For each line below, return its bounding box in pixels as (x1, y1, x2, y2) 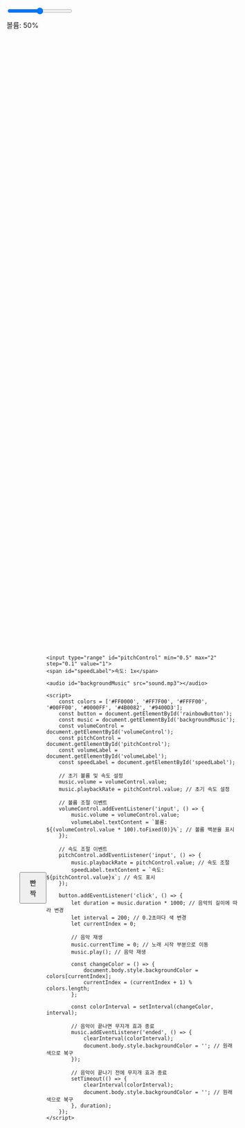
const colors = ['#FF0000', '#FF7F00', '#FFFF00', (58, 698, 208, 705)
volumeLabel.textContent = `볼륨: (71, 819, 167, 826)
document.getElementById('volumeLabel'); (46, 753, 167, 760)
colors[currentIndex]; (46, 973, 112, 980)
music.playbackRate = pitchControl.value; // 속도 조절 (71, 859, 230, 866)
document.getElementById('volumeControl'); (46, 729, 174, 736)
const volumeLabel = (58, 747, 118, 754)
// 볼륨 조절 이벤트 (58, 799, 108, 806)
